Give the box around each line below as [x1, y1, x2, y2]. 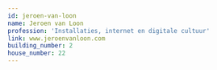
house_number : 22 [7, 49, 66, 57]
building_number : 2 [7, 42, 73, 50]
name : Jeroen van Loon [7, 19, 84, 27]
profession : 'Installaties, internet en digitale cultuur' [7, 27, 211, 35]
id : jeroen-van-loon [7, 11, 77, 20]
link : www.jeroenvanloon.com [7, 34, 106, 43]
